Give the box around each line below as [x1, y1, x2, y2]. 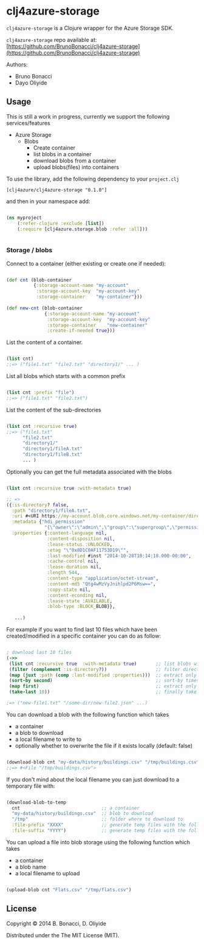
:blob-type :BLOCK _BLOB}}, [47, 604, 115, 610]
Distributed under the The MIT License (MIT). [6, 931, 120, 939]
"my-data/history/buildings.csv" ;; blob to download [12, 810, 154, 817]
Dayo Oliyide [15, 79, 47, 86]
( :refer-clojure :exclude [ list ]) [17, 220, 104, 226]
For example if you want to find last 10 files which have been [6, 626, 158, 633]
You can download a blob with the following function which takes [6, 711, 169, 718]
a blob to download [15, 729, 64, 736]
